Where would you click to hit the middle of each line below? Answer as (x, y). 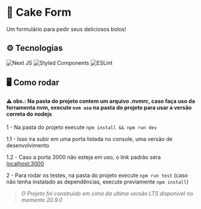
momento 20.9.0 (42, 200)
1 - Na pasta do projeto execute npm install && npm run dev (82, 127)
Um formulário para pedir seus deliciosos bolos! (66, 29)
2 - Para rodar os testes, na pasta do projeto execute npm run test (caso (97, 176)
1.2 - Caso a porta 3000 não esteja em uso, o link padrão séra (83, 158)
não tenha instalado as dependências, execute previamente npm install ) (97, 182)
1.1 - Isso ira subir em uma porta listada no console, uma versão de (90, 139)
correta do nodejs (29, 114)
